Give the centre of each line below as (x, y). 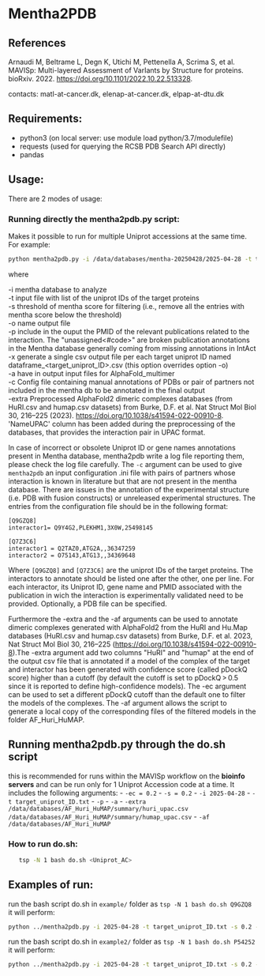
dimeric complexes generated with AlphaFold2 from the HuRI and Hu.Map (128, 627)
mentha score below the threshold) (65, 315)
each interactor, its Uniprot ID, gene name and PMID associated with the (125, 586)
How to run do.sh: (43, 844)
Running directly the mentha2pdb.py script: (94, 219)
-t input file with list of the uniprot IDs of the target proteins (104, 298)
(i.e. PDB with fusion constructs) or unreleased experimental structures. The (132, 498)
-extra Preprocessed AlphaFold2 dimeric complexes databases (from (120, 398)
